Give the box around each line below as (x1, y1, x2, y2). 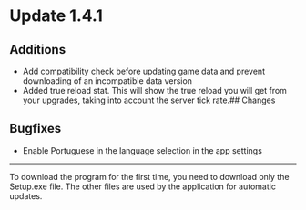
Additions (9, 42, 66, 57)
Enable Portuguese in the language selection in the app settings (22, 145, 262, 155)
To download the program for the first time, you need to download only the (9, 171, 290, 182)
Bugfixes (9, 121, 62, 136)
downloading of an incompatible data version (22, 75, 193, 86)
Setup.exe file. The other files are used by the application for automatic (9, 181, 276, 192)
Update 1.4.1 (9, 5, 103, 26)
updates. (9, 190, 43, 201)
